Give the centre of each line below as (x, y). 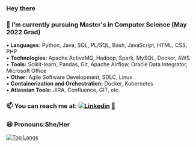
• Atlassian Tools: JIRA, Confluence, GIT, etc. (63, 90)
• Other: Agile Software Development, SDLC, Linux (69, 77)
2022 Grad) (23, 32)
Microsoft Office (26, 71)
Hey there (21, 8)
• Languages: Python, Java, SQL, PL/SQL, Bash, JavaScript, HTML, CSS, (97, 45)
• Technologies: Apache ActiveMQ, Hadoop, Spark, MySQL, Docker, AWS (98, 58)
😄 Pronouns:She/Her (38, 125)
